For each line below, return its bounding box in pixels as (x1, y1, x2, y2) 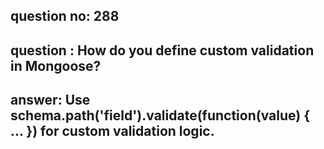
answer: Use (10, 92, 91, 109)
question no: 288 (10, 8, 120, 25)
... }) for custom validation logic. (10, 123, 215, 140)
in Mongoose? (10, 57, 102, 74)
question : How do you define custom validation (10, 42, 315, 59)
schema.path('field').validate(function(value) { (10, 107, 310, 124)
